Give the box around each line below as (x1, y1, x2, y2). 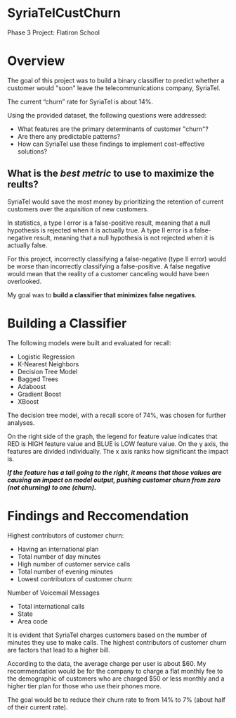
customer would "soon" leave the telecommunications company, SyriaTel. (7, 83, 221, 92)
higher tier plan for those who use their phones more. (7, 681, 162, 690)
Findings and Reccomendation (7, 507, 189, 524)
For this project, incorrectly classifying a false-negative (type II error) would (7, 254, 226, 263)
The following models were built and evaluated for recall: (7, 338, 172, 347)
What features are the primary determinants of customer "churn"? (17, 125, 209, 133)
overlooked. (7, 277, 42, 285)
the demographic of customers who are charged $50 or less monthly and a (7, 674, 225, 683)
